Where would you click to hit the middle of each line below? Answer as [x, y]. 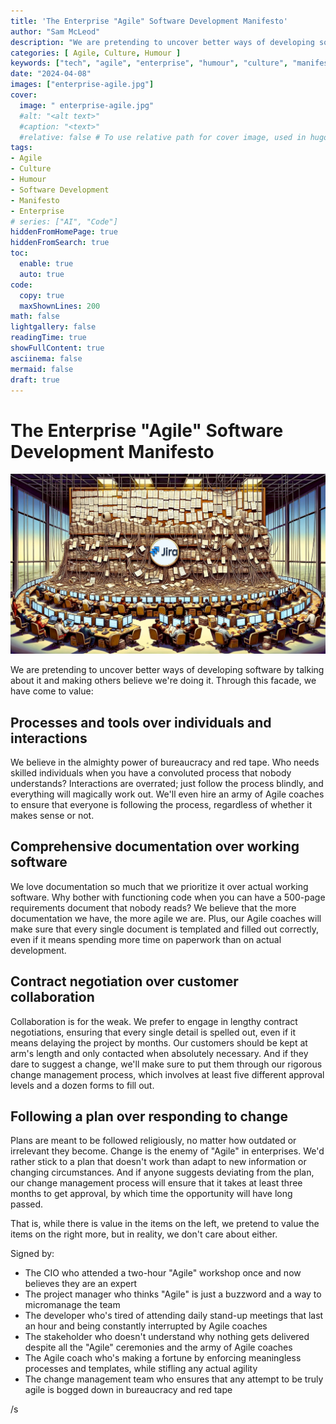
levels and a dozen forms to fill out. [82, 1085]
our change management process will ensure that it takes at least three [156, 1183]
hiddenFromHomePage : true [64, 232]
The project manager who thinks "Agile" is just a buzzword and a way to [173, 1294]
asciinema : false [46, 358]
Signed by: [32, 1254]
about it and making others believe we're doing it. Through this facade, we [163, 681]
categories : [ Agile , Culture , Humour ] [96, 53]
